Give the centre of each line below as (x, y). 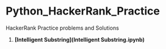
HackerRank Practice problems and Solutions (62, 28)
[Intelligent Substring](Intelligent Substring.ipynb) (79, 39)
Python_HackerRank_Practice (83, 11)
